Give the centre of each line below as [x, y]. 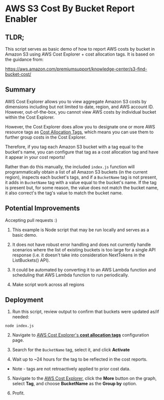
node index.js [20, 326]
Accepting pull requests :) [31, 220]
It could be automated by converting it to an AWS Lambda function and [84, 270]
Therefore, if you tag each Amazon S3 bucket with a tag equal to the [74, 147]
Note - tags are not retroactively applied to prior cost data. [71, 369]
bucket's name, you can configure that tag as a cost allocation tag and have [82, 152]
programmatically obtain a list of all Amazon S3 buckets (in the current [76, 172]
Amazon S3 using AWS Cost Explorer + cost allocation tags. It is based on [80, 54]
